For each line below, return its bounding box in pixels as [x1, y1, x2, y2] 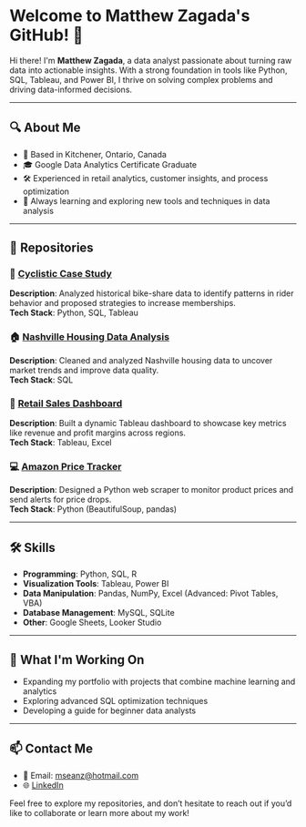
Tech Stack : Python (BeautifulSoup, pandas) [9, 504, 178, 515]
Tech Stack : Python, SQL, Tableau [9, 307, 139, 319]
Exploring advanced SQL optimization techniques [22, 695, 209, 706]
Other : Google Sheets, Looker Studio [22, 617, 162, 628]
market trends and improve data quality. [9, 364, 159, 375]
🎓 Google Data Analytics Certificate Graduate [22, 158, 198, 169]
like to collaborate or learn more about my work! [9, 807, 189, 818]
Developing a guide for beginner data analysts [22, 705, 197, 716]
